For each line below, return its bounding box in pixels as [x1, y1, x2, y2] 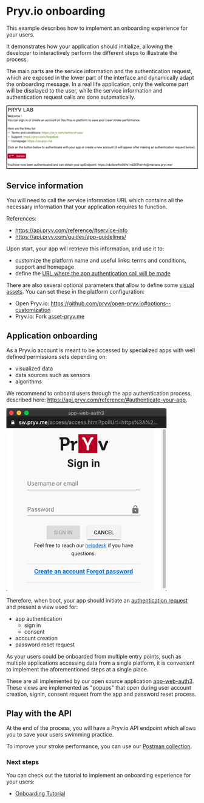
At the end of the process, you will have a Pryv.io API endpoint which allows [6, 724, 196, 732]
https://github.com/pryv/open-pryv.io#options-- [50, 300, 171, 307]
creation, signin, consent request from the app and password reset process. [6, 690, 197, 698]
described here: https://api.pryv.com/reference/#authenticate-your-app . [6, 396, 188, 403]
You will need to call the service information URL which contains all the [6, 197, 183, 204]
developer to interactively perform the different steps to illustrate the [6, 49, 178, 56]
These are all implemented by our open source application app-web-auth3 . [6, 677, 194, 685]
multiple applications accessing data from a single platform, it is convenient [6, 659, 195, 667]
